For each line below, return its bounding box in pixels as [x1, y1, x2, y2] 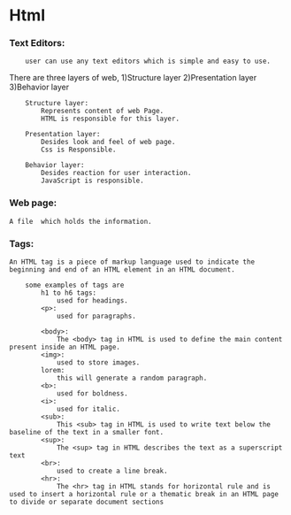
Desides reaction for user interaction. [41, 169, 192, 178]
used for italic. [56, 404, 121, 414]
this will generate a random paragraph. [56, 373, 208, 383]
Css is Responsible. [41, 145, 117, 155]
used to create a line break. [56, 466, 168, 476]
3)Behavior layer [9, 81, 69, 93]
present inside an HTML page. [9, 342, 121, 352]
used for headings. [56, 296, 128, 305]
